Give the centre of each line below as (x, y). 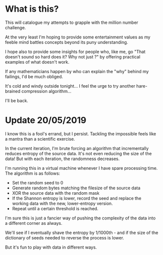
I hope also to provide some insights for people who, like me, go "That (75, 52)
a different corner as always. (34, 223)
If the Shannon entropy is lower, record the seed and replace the (77, 198)
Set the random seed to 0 (37, 182)
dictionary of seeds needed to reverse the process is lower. (64, 237)
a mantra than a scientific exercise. (40, 139)
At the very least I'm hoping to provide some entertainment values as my (78, 37)
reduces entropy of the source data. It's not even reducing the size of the (78, 153)
